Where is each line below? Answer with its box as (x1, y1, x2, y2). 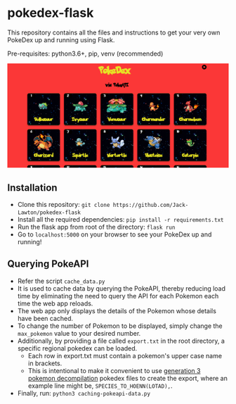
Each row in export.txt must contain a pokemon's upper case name (27, 351, 223, 360)
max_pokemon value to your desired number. (17, 329, 141, 337)
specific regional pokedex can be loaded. (17, 343, 138, 353)
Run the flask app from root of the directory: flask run (17, 222, 176, 231)
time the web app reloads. (17, 299, 93, 308)
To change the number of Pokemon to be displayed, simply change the (17, 322, 223, 330)
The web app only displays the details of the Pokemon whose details (17, 306, 216, 315)
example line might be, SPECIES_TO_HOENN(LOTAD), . (27, 381, 173, 390)
